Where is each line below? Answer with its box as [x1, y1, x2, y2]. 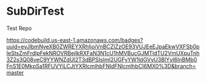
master [6, 69, 25, 76]
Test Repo [6, 24, 32, 32]
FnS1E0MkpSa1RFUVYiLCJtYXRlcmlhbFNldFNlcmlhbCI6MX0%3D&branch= [6, 62, 196, 70]
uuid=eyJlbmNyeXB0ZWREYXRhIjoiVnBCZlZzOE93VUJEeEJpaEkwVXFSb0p [6, 43, 200, 50]
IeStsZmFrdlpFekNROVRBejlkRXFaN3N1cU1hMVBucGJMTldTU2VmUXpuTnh [6, 49, 200, 56]
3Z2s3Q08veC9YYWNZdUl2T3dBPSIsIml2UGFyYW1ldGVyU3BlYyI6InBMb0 [6, 56, 197, 63]
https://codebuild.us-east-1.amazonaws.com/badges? [6, 36, 143, 43]
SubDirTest [6, 4, 64, 18]
